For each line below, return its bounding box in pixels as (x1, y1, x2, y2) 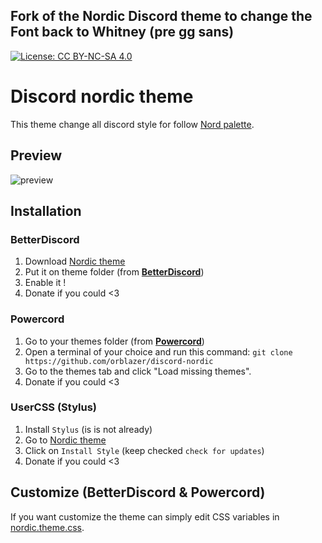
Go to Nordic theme (24, 434, 107, 446)
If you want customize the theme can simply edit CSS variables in (10, 510, 280, 523)
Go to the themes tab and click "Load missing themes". (24, 365, 252, 377)
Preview (10, 147, 63, 164)
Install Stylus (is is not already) (24, 423, 153, 435)
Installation (10, 202, 82, 219)
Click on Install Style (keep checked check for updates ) (24, 444, 265, 456)
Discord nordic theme (10, 85, 194, 108)
